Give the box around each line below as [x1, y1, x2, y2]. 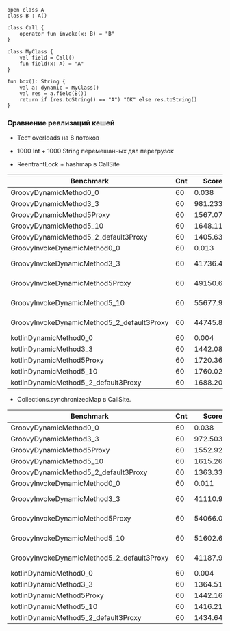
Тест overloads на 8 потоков [16, 133, 99, 142]
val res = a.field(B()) [19, 90, 88, 97]
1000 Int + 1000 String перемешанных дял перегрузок [16, 147, 175, 155]
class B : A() [7, 12, 48, 19]
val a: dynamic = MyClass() [19, 84, 99, 91]
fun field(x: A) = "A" [19, 60, 84, 67]
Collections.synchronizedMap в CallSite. [16, 396, 131, 404]
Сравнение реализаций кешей [7, 118, 115, 127]
